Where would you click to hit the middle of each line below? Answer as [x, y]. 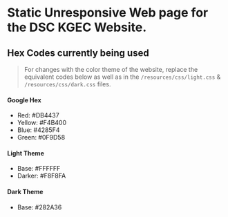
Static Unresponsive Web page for [108, 13]
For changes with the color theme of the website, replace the [111, 69]
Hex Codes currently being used [78, 53]
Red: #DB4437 [38, 115]
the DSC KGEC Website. [77, 27]
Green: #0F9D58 [41, 138]
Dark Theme [25, 192]
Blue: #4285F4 [38, 130]
